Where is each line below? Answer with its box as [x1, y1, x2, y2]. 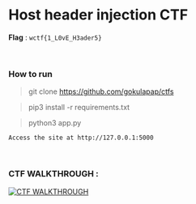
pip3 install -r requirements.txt [28, 103, 130, 113]
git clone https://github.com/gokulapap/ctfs [28, 87, 174, 96]
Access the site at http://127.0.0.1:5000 [8, 134, 154, 142]
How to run [8, 68, 53, 79]
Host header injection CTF [8, 6, 189, 24]
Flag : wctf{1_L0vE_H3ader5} [8, 32, 103, 42]
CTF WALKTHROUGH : [8, 168, 99, 180]
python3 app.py [28, 118, 82, 128]
